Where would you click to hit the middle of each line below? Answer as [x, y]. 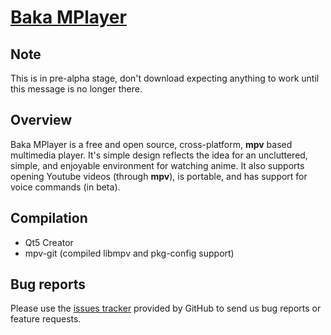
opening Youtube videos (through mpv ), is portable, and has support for [159, 176]
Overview [41, 120]
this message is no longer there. [76, 89]
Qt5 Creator [49, 242]
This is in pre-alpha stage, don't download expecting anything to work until [165, 78]
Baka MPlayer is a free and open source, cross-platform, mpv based [151, 144]
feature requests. [46, 319]
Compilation [49, 218]
